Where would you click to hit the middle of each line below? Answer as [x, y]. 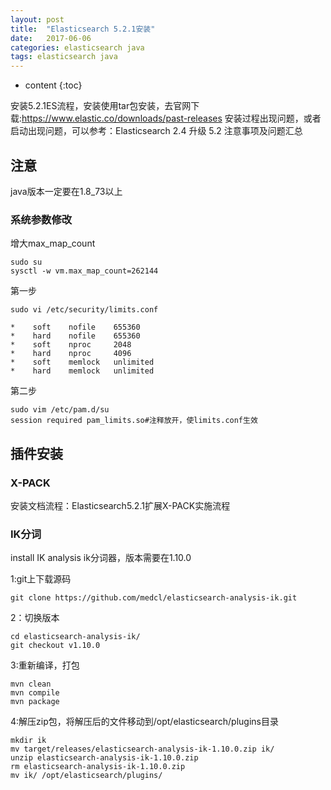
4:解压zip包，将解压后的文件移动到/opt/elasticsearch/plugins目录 [144, 722]
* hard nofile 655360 [75, 336]
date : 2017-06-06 [51, 38]
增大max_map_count [53, 243]
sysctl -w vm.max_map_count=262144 [84, 271]
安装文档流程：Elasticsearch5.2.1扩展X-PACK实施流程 [120, 505]
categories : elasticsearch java [77, 47]
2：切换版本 [35, 618]
